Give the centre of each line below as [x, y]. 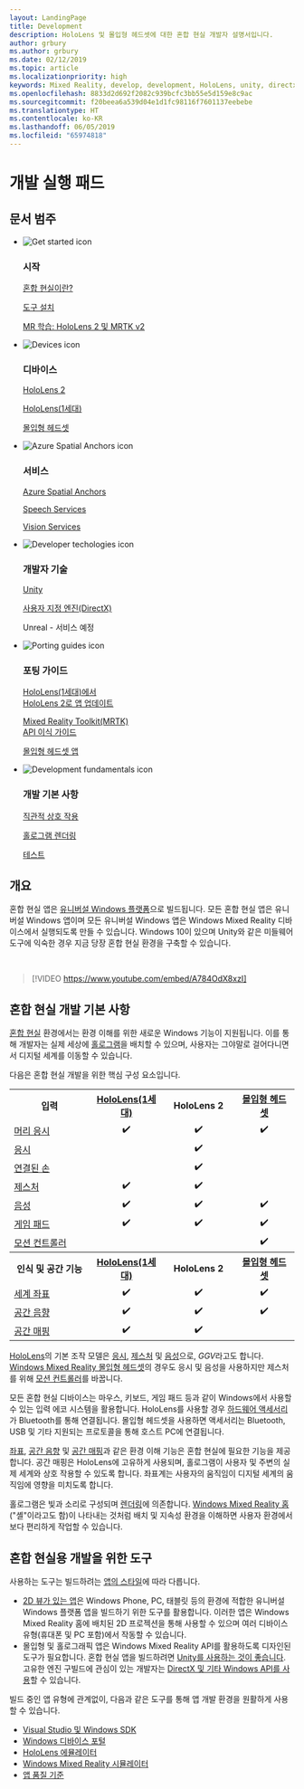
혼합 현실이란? [48, 288]
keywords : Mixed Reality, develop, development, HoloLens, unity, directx [153, 85]
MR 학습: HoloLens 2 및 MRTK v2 [84, 327]
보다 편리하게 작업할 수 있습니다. [66, 1527]
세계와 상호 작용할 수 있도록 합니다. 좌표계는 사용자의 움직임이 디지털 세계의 [152, 1474]
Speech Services [54, 509]
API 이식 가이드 [49, 732]
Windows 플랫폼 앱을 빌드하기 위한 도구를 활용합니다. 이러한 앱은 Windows [156, 1613]
